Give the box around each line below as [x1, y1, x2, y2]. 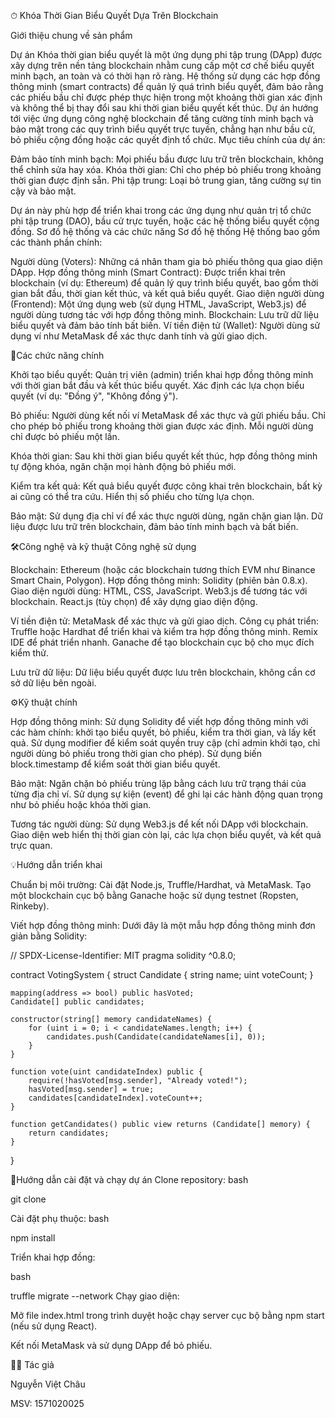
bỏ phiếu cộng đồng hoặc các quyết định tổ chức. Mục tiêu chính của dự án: [10, 134, 326, 145]
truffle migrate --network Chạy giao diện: [10, 1290, 180, 1302]
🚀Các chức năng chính [10, 350, 105, 361]
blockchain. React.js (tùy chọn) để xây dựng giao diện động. [10, 596, 258, 607]
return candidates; [28, 1128, 110, 1138]
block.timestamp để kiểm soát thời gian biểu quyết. [10, 758, 221, 770]
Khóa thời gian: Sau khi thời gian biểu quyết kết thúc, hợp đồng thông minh [10, 450, 318, 462]
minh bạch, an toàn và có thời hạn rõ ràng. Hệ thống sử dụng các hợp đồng [10, 70, 321, 82]
